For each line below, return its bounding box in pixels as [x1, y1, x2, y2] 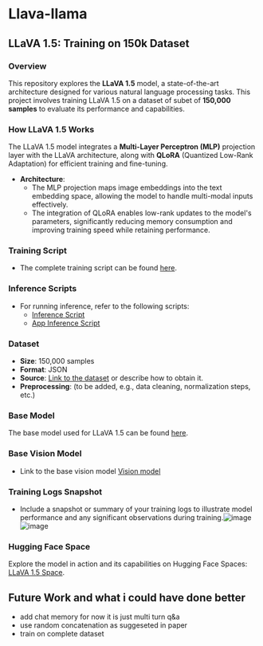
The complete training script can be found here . [19, 263, 178, 273]
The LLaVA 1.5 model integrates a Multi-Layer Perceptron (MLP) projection [8, 142, 256, 152]
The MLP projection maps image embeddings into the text [31, 183, 222, 192]
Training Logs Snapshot [8, 486, 103, 497]
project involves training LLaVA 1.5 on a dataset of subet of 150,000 [8, 95, 231, 104]
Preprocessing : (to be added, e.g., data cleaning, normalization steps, [19, 382, 251, 392]
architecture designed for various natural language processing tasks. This [8, 87, 251, 97]
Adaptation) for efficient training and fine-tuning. [8, 159, 168, 168]
